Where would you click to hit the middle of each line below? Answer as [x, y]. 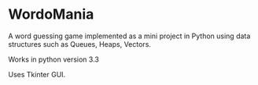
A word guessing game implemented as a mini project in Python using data [129, 36]
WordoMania [51, 14]
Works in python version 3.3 [54, 59]
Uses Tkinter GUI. [37, 74]
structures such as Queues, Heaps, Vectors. [80, 44]
